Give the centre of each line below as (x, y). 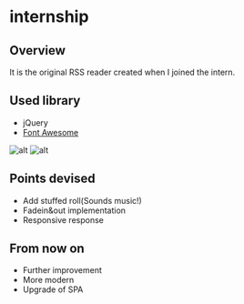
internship (49, 17)
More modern (48, 280)
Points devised (52, 179)
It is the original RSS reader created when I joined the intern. (122, 72)
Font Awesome (51, 132)
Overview (38, 51)
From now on (47, 249)
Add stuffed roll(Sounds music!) (82, 200)
